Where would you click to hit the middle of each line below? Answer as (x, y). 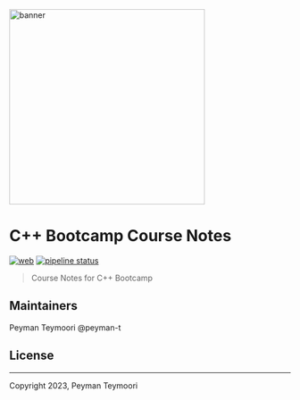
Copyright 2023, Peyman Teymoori (74, 385)
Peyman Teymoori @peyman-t (65, 327)
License (32, 356)
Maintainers (44, 306)
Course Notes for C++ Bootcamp (92, 278)
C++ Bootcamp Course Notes (121, 236)
